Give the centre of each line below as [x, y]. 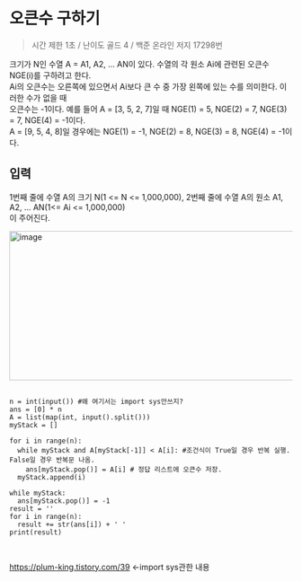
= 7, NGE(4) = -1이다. [48, 120]
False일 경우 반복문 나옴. [52, 460]
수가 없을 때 [46, 97]
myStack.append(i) [52, 477]
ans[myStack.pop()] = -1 [64, 501]
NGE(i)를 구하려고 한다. [50, 75]
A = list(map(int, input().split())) [80, 417]
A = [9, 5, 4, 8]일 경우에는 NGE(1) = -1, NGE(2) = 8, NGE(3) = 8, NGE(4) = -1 [147, 131]
